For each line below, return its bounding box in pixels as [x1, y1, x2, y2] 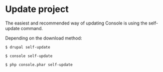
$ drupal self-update [5, 44, 51, 49]
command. [21, 25, 43, 31]
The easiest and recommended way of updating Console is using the [5, 20, 148, 26]
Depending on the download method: [5, 35, 82, 41]
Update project [5, 3, 69, 15]
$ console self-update [5, 53, 53, 58]
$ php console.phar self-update [5, 62, 73, 67]
